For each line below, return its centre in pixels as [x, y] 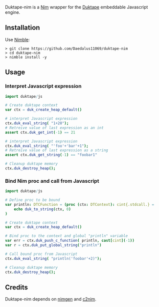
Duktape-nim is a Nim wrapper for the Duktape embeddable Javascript [77, 7]
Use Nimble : [18, 39]
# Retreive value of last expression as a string [57, 150]
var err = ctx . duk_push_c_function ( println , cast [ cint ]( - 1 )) [70, 241]
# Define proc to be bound [33, 200]
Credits [17, 287]
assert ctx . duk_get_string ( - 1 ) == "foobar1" [51, 155]
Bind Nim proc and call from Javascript [52, 181]
